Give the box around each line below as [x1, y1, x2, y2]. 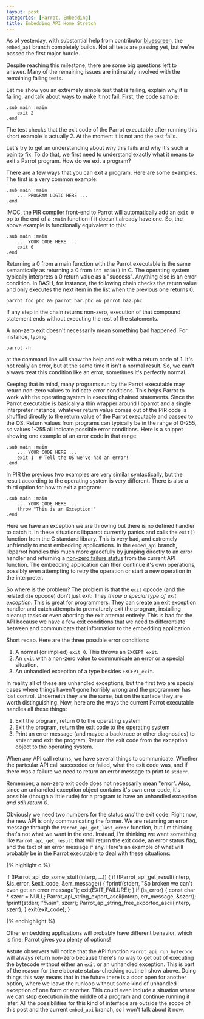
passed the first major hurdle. [6, 50, 80, 57]
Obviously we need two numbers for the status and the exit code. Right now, [6, 811, 198, 818]
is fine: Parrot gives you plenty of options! [6, 936, 111, 943]
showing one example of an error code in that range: [6, 432, 138, 439]
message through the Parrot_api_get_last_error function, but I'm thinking [6, 824, 193, 831]
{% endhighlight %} [6, 918, 56, 925]
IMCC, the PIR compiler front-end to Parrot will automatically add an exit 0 [6, 208, 194, 216]
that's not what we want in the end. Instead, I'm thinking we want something [6, 830, 197, 838]
